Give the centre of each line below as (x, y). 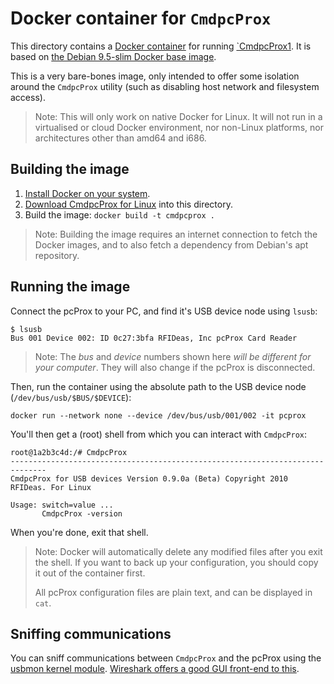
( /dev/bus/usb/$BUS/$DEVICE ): (71, 397)
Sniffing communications (91, 633)
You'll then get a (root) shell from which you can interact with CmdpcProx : (159, 434)
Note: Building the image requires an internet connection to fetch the (176, 234)
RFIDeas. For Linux (51, 487)
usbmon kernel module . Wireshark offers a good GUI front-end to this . (155, 669)
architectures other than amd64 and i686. (120, 138)
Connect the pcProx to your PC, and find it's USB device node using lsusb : (164, 311)
